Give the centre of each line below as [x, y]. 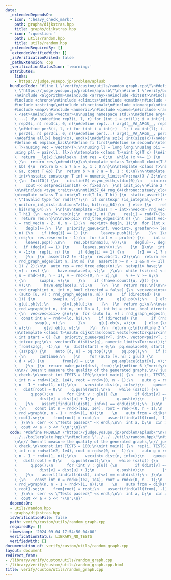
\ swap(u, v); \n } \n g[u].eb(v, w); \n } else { [89, 323]
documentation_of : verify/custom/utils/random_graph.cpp [67, 546]
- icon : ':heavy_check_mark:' [42, 19]
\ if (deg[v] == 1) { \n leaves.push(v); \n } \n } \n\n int [90, 247]
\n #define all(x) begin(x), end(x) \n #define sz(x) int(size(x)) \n [86, 138]
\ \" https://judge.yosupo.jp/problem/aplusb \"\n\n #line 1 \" [80, 91]
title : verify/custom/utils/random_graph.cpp [54, 570]
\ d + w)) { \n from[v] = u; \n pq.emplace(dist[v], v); [90, 361]
